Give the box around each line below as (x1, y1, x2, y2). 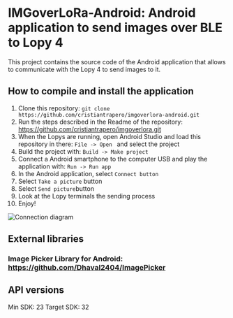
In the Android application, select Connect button (17, 169, 159, 178)
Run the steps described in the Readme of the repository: (17, 117, 183, 126)
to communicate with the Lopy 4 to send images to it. (8, 65, 161, 73)
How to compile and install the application (8, 85, 194, 97)
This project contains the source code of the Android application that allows (8, 57, 226, 66)
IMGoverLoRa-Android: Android (8, 5, 196, 21)
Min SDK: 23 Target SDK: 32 (8, 303, 89, 311)
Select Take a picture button (17, 177, 103, 185)
